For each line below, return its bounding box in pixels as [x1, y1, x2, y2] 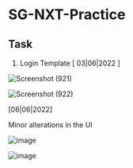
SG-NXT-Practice [8, 6, 126, 24]
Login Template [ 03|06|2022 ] [19, 58, 120, 68]
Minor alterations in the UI [8, 120, 93, 129]
